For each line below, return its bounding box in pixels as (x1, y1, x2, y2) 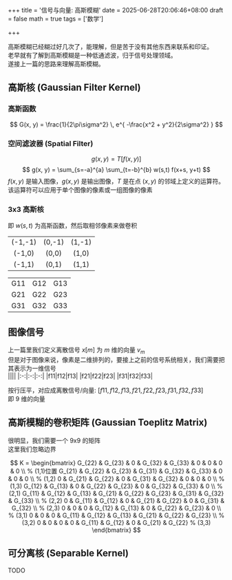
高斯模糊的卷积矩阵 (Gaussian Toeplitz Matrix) (8, 417, 208, 429)
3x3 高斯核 (8, 204, 44, 214)
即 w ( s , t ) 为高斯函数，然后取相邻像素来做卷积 (8, 222, 137, 230)
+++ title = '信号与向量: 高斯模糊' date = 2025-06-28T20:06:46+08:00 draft (8, 6, 223, 14)
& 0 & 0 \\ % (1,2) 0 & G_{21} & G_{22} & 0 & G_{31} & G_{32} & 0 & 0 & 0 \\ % (8, 474, 225, 483)
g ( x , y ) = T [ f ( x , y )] (91, 154, 142, 163)
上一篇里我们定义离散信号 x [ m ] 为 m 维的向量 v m (8, 346, 145, 356)
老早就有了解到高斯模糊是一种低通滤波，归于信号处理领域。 (8, 51, 177, 59)
